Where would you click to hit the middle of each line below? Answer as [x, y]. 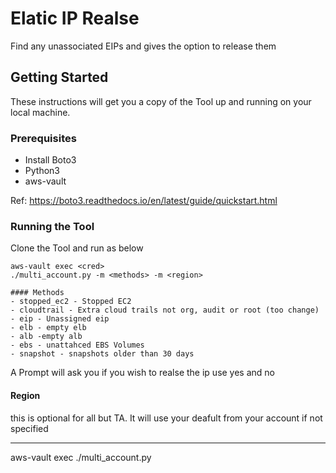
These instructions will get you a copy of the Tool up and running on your [161, 101]
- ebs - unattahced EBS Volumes [77, 345]
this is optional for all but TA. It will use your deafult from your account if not [166, 418]
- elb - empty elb [48, 328]
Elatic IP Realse [75, 18]
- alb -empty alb [46, 337]
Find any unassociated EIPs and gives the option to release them [143, 46]
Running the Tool [52, 226]
